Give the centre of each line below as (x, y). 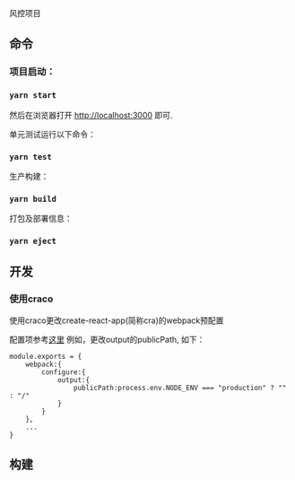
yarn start (33, 96)
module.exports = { (46, 356)
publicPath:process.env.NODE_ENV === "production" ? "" (180, 388)
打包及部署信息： (41, 219)
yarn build (33, 199)
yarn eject (33, 241)
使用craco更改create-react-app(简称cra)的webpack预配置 (117, 320)
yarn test (30, 157)
